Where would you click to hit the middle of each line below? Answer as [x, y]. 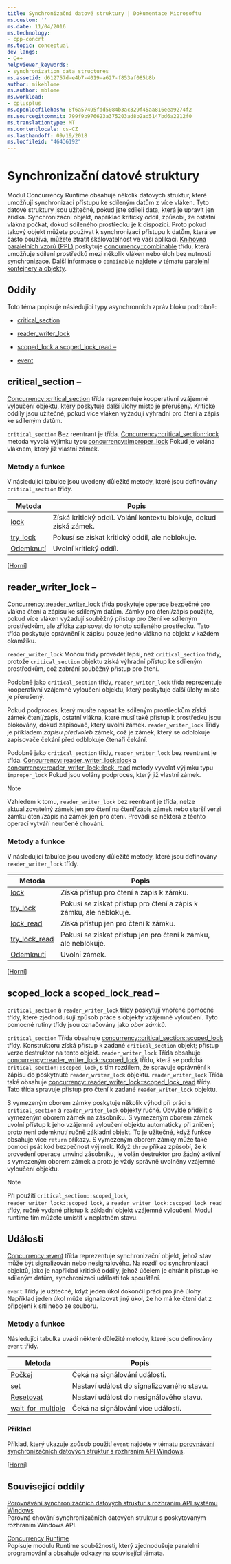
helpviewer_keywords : [38, 65]
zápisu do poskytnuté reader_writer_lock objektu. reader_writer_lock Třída [115, 1075]
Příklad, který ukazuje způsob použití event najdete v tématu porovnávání [111, 1444]
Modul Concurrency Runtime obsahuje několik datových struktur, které [107, 195]
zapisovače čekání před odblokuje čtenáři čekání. [77, 739]
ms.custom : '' [27, 20]
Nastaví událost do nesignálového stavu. [137, 1397]
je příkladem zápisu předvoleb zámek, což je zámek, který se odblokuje [109, 732]
